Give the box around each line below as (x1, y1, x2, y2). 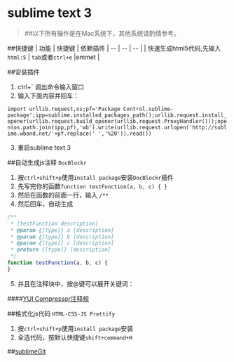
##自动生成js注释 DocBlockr (7, 158, 87, 167)
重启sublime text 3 (17, 143, 71, 152)
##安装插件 (7, 67, 40, 76)
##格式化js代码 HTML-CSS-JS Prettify (7, 309, 116, 318)
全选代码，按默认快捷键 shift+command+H (17, 332, 133, 342)
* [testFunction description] (10, 220, 99, 227)
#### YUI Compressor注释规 (7, 294, 90, 303)
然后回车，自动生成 (17, 199, 74, 208)
